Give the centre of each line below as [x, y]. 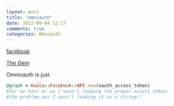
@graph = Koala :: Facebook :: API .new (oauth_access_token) [78, 86]
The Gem [18, 63]
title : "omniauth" [29, 17]
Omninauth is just [28, 75]
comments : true [25, 29]
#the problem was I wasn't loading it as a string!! [74, 97]
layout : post [23, 12]
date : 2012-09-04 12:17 [36, 23]
